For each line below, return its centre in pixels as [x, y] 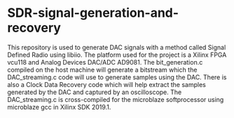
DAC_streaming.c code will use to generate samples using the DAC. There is [117, 77]
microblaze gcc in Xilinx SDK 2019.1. [59, 107]
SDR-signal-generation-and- [93, 13]
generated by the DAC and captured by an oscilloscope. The [95, 92]
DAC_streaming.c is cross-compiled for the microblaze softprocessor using [116, 99]
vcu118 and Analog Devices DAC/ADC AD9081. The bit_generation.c [105, 62]
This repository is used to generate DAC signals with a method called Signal [117, 47]
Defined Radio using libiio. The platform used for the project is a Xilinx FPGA [117, 55]
